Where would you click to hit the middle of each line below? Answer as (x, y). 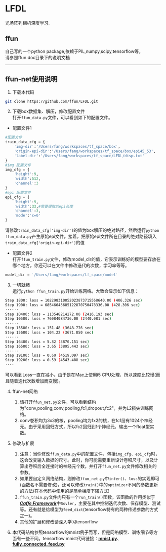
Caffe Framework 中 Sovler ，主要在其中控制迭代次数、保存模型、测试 (90, 503)
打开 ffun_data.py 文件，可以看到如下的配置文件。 (62, 118)
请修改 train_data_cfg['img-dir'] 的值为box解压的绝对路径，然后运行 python (82, 230)
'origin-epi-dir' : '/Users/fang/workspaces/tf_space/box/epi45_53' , (85, 151)
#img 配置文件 (18, 165)
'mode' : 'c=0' (27, 215)
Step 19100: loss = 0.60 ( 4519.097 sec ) (47, 356)
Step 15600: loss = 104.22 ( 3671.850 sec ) (49, 333)
